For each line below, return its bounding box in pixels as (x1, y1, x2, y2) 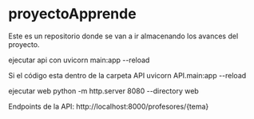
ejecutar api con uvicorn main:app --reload (8, 55, 150, 65)
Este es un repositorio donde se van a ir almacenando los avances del (8, 31, 239, 41)
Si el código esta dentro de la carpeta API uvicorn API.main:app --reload (8, 70, 247, 80)
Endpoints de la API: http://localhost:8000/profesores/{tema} (8, 101, 209, 111)
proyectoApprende (8, 5, 137, 23)
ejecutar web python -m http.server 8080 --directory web (8, 85, 200, 96)
